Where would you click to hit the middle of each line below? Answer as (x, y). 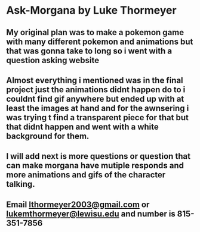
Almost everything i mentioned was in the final (95, 80)
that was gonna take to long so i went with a (89, 51)
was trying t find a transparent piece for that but (98, 117)
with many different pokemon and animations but (100, 41)
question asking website (53, 60)
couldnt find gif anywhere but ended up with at (95, 99)
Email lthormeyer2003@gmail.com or (78, 204)
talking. (21, 184)
